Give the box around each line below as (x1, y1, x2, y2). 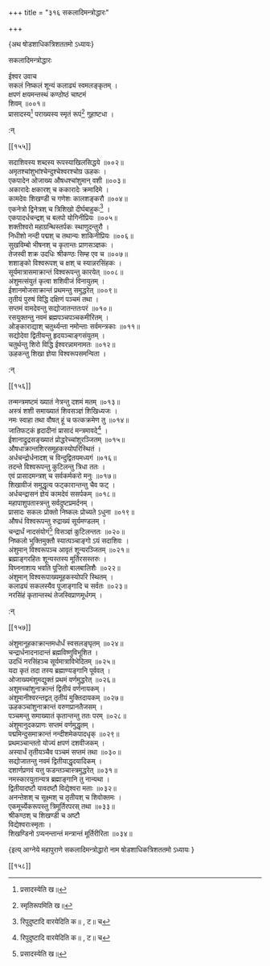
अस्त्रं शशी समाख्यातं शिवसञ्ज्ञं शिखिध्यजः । (8, 407, 118, 416)
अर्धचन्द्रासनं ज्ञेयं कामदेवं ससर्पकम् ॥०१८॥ (8, 489, 116, 498)
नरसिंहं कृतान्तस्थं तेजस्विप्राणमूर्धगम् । (8, 590, 103, 600)
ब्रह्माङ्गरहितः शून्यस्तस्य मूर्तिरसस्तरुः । (8, 554, 107, 563)
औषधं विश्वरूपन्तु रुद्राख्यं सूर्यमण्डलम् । (8, 516, 106, 526)
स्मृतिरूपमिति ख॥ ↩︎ (19, 900, 73, 910)
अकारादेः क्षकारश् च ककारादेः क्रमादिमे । (8, 184, 109, 194)
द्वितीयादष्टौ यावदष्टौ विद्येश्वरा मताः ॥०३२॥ (8, 783, 117, 793)
